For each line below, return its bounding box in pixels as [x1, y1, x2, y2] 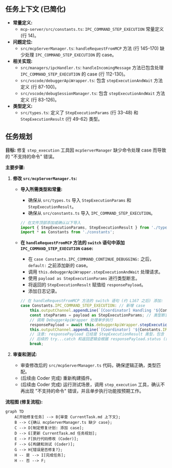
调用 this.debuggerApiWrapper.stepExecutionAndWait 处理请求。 [28, 269, 163, 275]
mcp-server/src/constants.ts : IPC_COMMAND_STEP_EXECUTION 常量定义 [20, 26, 164, 32]
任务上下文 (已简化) [5, 5, 66, 14]
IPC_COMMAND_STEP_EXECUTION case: [20, 246, 94, 252]
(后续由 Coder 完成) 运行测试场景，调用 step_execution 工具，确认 [20, 382, 161, 387]
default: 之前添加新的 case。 [28, 263, 91, 269]
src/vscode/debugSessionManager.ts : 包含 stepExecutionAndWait [20, 90, 155, 96]
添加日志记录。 [28, 288, 60, 294]
